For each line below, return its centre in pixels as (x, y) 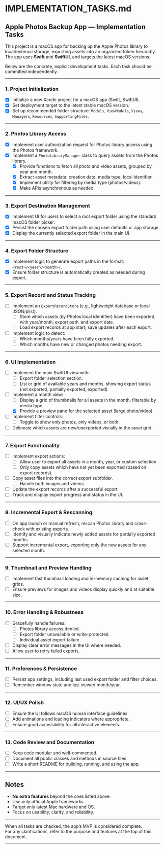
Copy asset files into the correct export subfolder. (62, 478)
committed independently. (31, 71)
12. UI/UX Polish (25, 703)
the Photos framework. (35, 150)
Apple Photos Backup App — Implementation (75, 27)
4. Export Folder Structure (37, 250)
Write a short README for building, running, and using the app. (76, 764)
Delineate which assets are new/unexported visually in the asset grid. (82, 427)
